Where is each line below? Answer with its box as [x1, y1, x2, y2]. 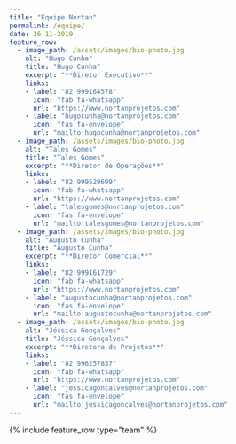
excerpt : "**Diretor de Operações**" [25, 161, 165, 170]
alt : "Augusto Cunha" [25, 236, 105, 245]
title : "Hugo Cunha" [25, 63, 101, 72]
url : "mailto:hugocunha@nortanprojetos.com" [32, 129, 201, 137]
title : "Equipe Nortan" [9, 12, 98, 22]
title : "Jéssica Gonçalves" [25, 334, 129, 343]
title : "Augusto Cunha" [25, 244, 114, 253]
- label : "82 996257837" [25, 359, 117, 368]
